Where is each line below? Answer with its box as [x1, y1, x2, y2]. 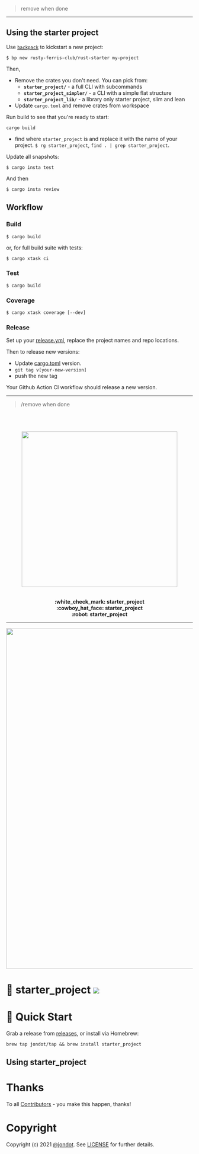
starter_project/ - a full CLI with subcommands [23, 83, 143, 90]
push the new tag [14, 373, 57, 380]
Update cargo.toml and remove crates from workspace [14, 102, 149, 109]
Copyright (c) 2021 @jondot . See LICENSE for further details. [6, 1140, 155, 1148]
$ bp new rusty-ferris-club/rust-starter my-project [6, 55, 139, 61]
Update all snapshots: [6, 153, 59, 160]
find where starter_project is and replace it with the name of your [14, 135, 178, 142]
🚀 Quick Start [6, 1010, 73, 1024]
